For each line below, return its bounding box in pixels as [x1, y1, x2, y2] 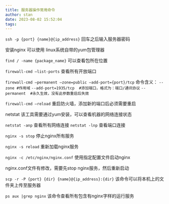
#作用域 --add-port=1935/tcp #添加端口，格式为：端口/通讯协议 [16, 86, 140, 91]
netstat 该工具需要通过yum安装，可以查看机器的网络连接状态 [5, 111, 132, 117]
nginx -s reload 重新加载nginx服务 [5, 144, 79, 150]
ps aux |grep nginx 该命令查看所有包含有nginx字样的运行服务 [5, 193, 134, 199]
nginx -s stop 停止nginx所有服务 [5, 133, 74, 139]
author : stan [5, 12, 33, 17]
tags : [5, 21, 17, 27]
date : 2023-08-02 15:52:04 [5, 17, 62, 22]
